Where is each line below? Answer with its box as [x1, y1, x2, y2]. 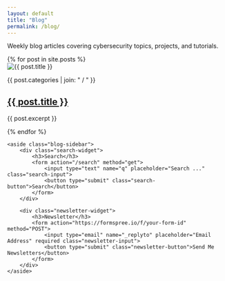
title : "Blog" [7, 17, 48, 23]
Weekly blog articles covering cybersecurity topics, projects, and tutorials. [7, 42, 219, 50]
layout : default [7, 10, 54, 17]
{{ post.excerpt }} [7, 115, 57, 123]
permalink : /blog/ [7, 23, 60, 30]
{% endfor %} [7, 128, 47, 136]
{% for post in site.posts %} [7, 55, 86, 64]
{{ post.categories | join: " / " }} [7, 76, 96, 84]
